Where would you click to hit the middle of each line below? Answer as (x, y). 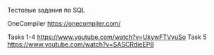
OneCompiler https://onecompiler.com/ (64, 23)
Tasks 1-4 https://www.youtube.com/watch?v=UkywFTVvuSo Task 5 (107, 37)
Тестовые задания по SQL (46, 10)
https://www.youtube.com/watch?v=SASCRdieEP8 (81, 44)
